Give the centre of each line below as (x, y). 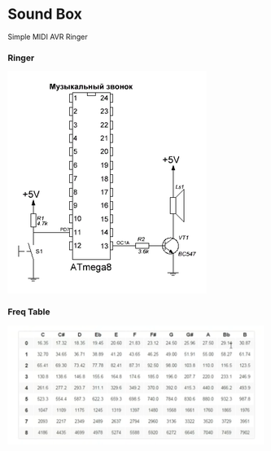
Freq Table (29, 312)
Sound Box (45, 14)
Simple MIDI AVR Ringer (48, 37)
